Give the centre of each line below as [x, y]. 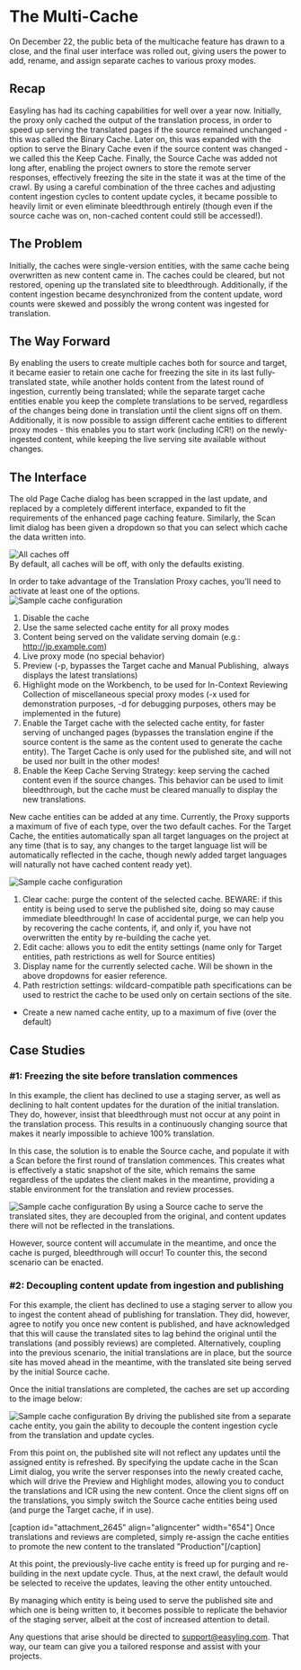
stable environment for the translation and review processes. [122, 1189]
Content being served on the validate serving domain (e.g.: [131, 637]
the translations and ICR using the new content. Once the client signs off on [149, 1491]
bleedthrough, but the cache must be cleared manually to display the [150, 790]
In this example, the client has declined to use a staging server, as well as [145, 1095]
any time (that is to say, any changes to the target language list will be [138, 846]
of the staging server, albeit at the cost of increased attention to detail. [139, 1620]
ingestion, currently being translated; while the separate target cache [137, 392]
